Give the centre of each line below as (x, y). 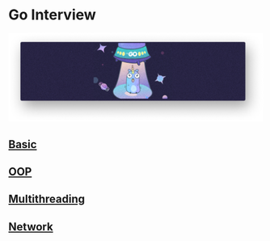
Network (31, 227)
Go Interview (53, 15)
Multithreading (47, 199)
